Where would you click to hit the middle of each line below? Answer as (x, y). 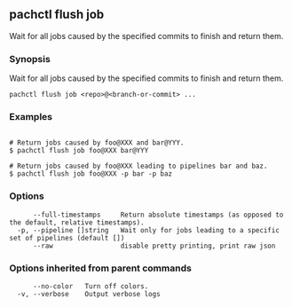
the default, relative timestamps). (77, 222)
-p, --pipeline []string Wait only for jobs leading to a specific (148, 230)
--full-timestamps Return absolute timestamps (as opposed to (158, 215)
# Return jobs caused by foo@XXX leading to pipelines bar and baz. (138, 166)
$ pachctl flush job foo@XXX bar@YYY (79, 151)
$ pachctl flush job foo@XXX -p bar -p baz (91, 174)
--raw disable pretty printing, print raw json (154, 246)
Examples (31, 117)
